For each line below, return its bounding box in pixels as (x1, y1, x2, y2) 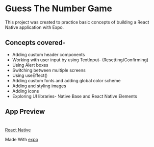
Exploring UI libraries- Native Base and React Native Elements (12, 93, 137, 99)
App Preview (5, 107, 45, 116)
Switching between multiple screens (12, 67, 86, 73)
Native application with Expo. (5, 24, 64, 30)
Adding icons (12, 88, 39, 94)
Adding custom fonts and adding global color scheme (12, 77, 121, 83)
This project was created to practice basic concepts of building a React (5, 19, 150, 25)
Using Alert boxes (12, 62, 49, 68)
